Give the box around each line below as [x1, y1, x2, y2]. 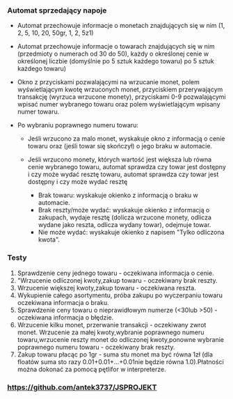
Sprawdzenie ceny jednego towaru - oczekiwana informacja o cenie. [17, 269, 214, 277]
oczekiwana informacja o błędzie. [17, 313, 114, 322]
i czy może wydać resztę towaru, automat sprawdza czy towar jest [27, 170, 219, 179]
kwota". [38, 235, 61, 244]
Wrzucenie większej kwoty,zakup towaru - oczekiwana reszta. [17, 283, 196, 292]
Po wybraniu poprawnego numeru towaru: [17, 121, 139, 130]
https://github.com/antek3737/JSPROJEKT [7, 382, 157, 392]
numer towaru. [17, 107, 60, 116]
